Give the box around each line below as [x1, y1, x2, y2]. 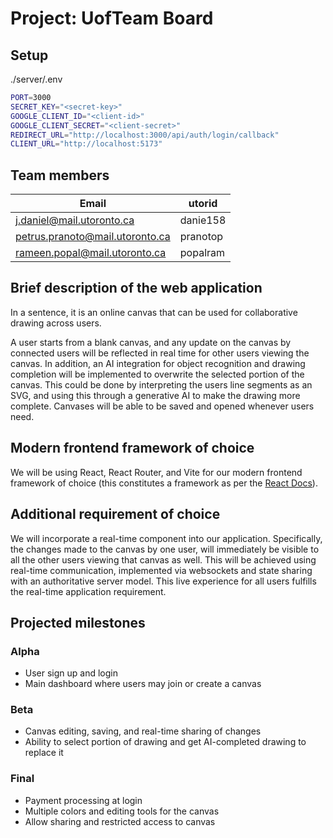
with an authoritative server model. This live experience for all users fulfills [10, 575, 317, 587]
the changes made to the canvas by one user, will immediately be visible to [10, 543, 320, 555]
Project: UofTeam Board [10, 7, 214, 30]
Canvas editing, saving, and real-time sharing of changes [24, 725, 262, 737]
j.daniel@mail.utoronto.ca [15, 213, 135, 227]
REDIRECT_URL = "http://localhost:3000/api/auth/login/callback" [10, 130, 280, 140]
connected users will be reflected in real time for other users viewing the [10, 347, 310, 359]
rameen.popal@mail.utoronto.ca [15, 246, 167, 260]
